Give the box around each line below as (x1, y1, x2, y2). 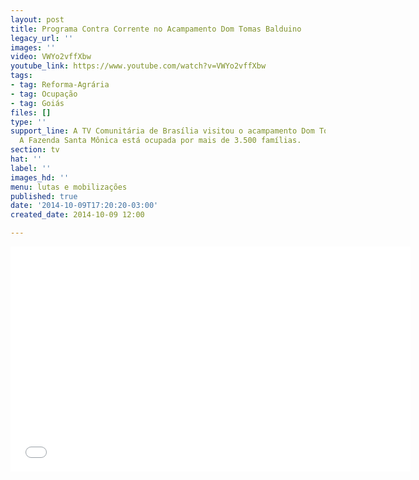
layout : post (10, 14, 65, 25)
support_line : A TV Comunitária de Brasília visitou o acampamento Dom (10, 126, 315, 136)
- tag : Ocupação (10, 89, 78, 99)
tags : (10, 71, 33, 81)
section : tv (10, 145, 60, 155)
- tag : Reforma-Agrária (10, 80, 110, 90)
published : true (10, 191, 78, 201)
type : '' (10, 117, 47, 127)
